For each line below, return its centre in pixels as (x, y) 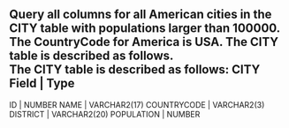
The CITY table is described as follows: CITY (135, 70)
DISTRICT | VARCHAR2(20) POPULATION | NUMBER (105, 114)
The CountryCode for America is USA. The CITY (144, 42)
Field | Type (42, 83)
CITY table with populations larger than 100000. (144, 29)
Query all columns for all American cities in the (141, 15)
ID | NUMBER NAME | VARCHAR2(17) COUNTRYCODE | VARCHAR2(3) (137, 104)
